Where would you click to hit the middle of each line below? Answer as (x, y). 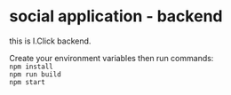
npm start (28, 82)
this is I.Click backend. (50, 41)
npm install (31, 67)
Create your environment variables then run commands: (112, 58)
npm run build (36, 74)
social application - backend (116, 16)
